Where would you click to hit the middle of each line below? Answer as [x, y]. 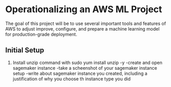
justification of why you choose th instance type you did [72, 79]
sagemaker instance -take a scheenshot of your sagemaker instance [85, 68]
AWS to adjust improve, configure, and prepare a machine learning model [82, 28]
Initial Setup [25, 50]
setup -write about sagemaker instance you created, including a [80, 73]
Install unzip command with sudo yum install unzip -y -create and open [87, 63]
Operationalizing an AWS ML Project [84, 9]
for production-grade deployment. [41, 34]
